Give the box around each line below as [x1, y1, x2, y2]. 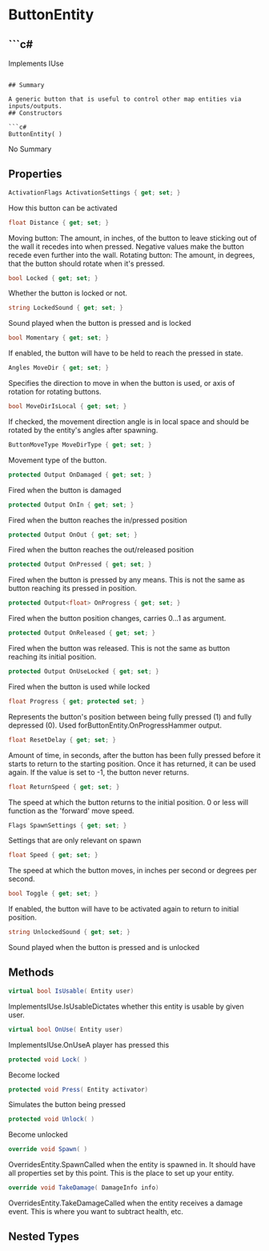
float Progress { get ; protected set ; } [8, 697, 146, 705]
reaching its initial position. [8, 652, 97, 662]
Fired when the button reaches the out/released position [8, 545, 195, 555]
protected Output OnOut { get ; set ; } [8, 531, 138, 539]
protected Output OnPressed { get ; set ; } [8, 560, 152, 569]
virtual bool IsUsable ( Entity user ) [8, 987, 134, 995]
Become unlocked [8, 1130, 68, 1140]
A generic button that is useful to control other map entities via [8, 95, 242, 103]
